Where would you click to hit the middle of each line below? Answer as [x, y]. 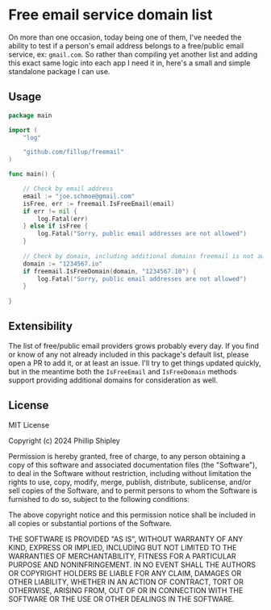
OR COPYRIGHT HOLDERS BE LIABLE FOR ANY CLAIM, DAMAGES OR [125, 573]
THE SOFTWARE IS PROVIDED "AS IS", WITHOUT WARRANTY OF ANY [126, 539]
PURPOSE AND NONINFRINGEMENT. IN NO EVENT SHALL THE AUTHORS [132, 564]
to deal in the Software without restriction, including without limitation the [130, 473]
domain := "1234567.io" [63, 264]
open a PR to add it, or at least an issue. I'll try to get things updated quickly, [135, 363]
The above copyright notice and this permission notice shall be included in [132, 515]
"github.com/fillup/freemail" [74, 152]
